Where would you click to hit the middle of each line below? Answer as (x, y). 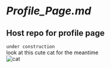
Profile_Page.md (49, 11)
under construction (31, 47)
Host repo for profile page (55, 33)
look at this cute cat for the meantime (52, 52)
